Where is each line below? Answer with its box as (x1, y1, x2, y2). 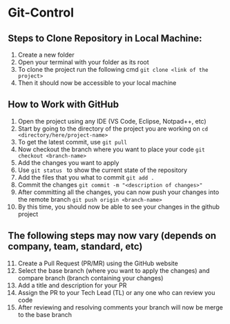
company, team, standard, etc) (8, 240, 143, 253)
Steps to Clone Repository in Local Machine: (8, 32, 202, 44)
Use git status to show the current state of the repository (17, 166, 188, 174)
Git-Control (8, 5, 75, 21)
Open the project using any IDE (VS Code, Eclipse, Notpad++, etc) (17, 117, 207, 125)
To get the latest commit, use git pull (17, 137, 127, 146)
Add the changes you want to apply (17, 158, 119, 166)
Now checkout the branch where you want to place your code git (17, 145, 206, 153)
